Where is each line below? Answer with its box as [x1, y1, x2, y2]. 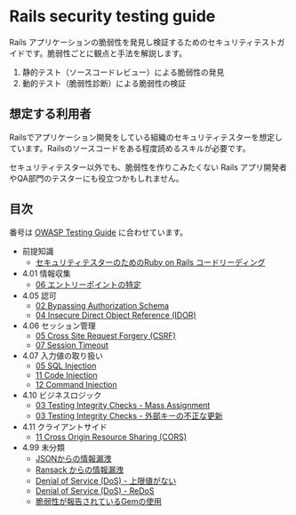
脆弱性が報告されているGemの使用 [35, 495, 163, 506]
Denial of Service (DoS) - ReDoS [35, 485, 155, 495]
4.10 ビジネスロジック [21, 390, 102, 400]
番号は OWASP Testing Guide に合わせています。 [9, 227, 188, 237]
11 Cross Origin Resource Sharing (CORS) [35, 431, 188, 442]
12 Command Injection [35, 379, 117, 390]
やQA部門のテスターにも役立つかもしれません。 [9, 173, 184, 183]
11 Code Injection [35, 369, 98, 380]
